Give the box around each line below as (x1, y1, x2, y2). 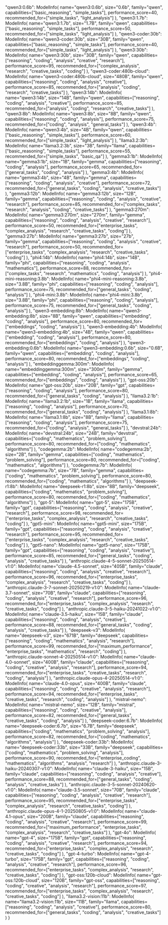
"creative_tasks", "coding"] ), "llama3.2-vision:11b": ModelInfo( (5, 893, 134, 899)
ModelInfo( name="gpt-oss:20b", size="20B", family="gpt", (5, 382, 128, 388)
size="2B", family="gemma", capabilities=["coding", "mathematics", (5, 451, 145, 457)
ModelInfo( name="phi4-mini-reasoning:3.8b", (51, 276, 147, 282)
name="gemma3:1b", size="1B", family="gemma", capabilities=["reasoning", (5, 159, 162, 164)
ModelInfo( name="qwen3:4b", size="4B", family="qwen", (5, 127, 125, 132)
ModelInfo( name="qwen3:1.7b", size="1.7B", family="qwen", (5, 20, 130, 26)
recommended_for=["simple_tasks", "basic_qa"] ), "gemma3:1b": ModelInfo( (5, 153, 162, 159)
